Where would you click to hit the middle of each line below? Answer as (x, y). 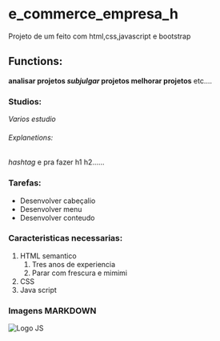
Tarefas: (25, 183)
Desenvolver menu (51, 209)
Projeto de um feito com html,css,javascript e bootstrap (100, 36)
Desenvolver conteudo (57, 217)
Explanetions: (31, 137)
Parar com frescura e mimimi (80, 273)
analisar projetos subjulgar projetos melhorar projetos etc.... (110, 80)
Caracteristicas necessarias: (66, 238)
